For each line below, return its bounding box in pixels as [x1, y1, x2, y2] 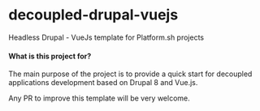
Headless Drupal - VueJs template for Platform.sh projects [8, 32, 205, 42]
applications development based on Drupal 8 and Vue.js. [8, 78, 198, 88]
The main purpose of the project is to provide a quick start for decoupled [8, 69, 253, 79]
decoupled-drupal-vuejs [8, 6, 179, 24]
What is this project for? [8, 51, 92, 61]
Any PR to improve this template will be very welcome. [8, 93, 190, 103]
